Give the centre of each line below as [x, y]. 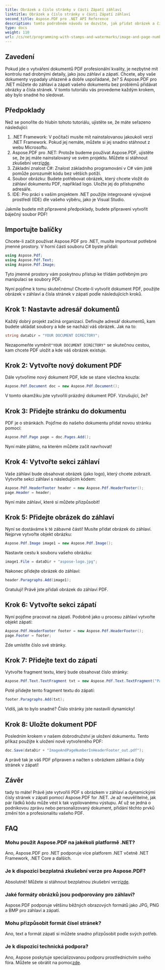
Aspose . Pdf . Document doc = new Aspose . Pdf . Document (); [62, 386]
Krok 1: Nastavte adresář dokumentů [62, 310]
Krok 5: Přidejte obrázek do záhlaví [60, 517]
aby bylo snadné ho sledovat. [35, 95]
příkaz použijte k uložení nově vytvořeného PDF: [54, 741]
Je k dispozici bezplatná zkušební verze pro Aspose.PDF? [75, 871]
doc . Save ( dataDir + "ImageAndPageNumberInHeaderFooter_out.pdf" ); [74, 750]
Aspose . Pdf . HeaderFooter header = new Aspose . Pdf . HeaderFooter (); [74, 488]
